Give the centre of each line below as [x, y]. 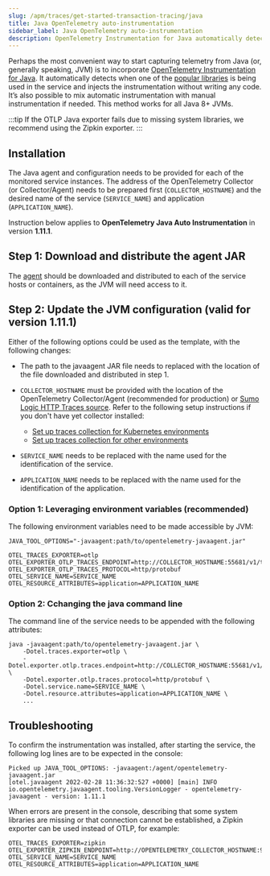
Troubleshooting [51, 725]
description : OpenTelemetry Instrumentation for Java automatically [125, 38]
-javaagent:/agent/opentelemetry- [170, 769]
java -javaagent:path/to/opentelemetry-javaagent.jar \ [104, 645]
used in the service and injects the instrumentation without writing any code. [135, 87]
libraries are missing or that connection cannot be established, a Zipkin [126, 820]
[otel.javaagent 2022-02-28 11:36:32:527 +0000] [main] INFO [113, 783]
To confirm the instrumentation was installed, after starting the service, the [132, 745]
